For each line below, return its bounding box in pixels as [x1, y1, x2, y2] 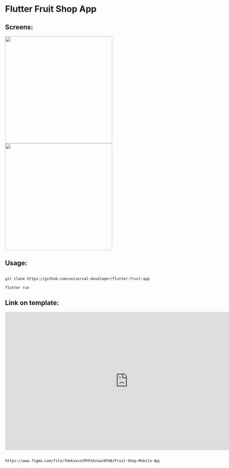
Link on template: [5, 299, 60, 307]
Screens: [5, 23, 33, 31]
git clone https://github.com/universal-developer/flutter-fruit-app [5, 276, 150, 281]
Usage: [5, 259, 28, 267]
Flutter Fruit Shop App [5, 3, 97, 15]
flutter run [5, 285, 29, 290]
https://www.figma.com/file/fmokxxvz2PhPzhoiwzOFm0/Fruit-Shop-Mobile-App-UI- [5, 459, 170, 464]
